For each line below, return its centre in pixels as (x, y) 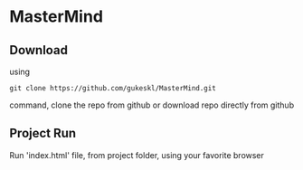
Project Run (43, 133)
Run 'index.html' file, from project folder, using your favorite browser (137, 155)
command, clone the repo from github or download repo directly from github (152, 105)
